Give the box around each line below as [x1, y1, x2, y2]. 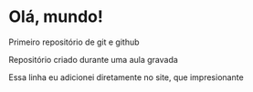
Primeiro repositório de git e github [8, 36, 140, 47]
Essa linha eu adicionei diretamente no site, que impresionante [8, 71, 244, 83]
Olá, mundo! [8, 6, 104, 27]
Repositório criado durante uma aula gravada [8, 54, 179, 65]
